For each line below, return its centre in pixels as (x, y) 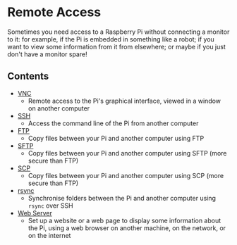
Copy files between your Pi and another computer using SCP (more (126, 175)
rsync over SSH (50, 206)
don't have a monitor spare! (47, 54)
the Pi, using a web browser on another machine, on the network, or (127, 228)
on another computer (59, 108)
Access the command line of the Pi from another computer (113, 123)
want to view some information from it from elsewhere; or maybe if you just (116, 46)
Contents (28, 76)
